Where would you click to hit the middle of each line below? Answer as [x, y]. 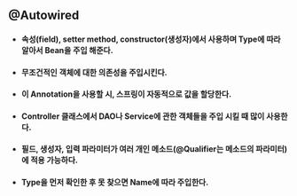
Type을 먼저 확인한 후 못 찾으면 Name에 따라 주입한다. [115, 182]
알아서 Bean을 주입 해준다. [67, 50]
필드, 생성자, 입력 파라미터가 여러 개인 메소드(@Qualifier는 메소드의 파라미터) [154, 149]
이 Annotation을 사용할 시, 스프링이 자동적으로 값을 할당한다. [126, 94]
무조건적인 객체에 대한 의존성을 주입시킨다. [94, 72]
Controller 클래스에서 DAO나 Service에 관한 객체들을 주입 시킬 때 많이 [143, 116]
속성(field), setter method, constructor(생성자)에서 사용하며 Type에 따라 [151, 39]
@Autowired [44, 16]
